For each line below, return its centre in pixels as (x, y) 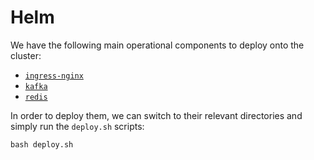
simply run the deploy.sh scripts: (77, 126)
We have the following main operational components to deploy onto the (157, 45)
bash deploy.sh (42, 144)
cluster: (26, 55)
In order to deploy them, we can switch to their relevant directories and (156, 115)
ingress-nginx (54, 76)
